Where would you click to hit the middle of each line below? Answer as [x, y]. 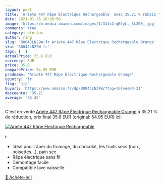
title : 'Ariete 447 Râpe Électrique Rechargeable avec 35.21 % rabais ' [83, 14]
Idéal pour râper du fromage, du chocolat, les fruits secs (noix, [76, 147]
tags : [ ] [16, 51]
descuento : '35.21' [25, 93]
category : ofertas [24, 33]
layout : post [19, 10]
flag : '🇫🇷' [17, 84]
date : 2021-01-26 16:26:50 [33, 19]
